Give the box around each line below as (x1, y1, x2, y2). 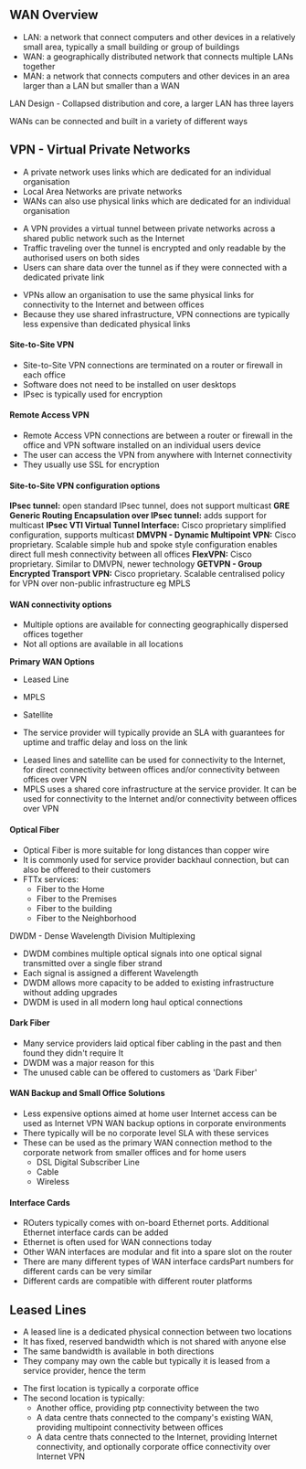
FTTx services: (22, 873, 79, 885)
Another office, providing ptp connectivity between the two (36, 1402, 259, 1413)
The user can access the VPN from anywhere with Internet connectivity (22, 450, 292, 461)
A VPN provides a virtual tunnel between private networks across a (22, 223, 276, 234)
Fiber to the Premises (36, 893, 117, 904)
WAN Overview (9, 7, 99, 23)
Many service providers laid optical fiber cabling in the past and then (22, 1038, 281, 1049)
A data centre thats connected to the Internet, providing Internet (36, 1432, 278, 1442)
